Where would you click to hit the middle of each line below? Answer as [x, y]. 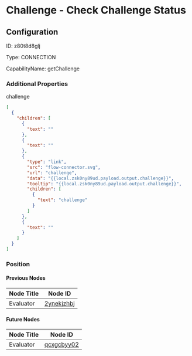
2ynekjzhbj [59, 304]
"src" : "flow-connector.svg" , [64, 167]
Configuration [32, 32]
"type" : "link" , [47, 162]
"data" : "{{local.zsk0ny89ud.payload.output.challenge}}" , [101, 178]
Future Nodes [23, 319]
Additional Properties [37, 84]
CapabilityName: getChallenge [43, 69]
